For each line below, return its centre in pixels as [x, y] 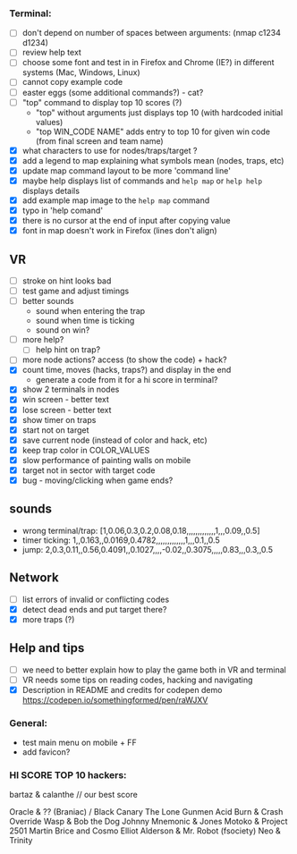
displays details [51, 190]
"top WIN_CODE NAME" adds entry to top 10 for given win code [153, 131]
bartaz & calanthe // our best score [74, 795]
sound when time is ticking [85, 321]
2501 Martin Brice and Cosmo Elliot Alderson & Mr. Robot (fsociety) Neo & [145, 831]
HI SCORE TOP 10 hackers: [68, 775]
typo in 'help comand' [63, 210]
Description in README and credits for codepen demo [122, 689]
